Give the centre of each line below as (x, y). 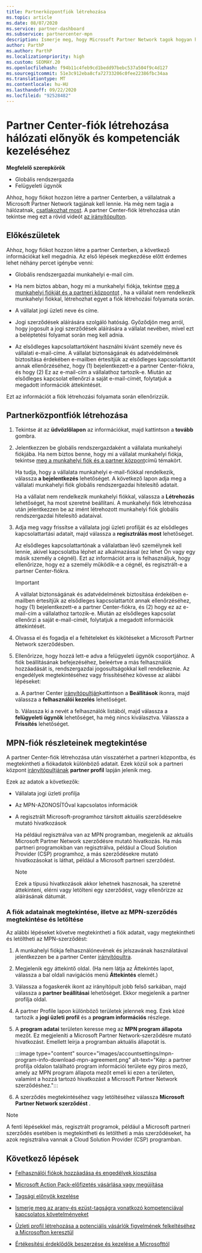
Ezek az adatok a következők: (43, 782)
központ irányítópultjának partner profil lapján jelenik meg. (79, 770)
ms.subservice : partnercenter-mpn (50, 34)
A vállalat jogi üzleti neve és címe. (57, 310)
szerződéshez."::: (36, 1085)
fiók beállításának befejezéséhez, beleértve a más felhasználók (93, 663)
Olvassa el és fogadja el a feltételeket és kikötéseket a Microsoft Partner (104, 638)
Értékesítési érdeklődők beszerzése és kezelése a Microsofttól (92, 1244)
